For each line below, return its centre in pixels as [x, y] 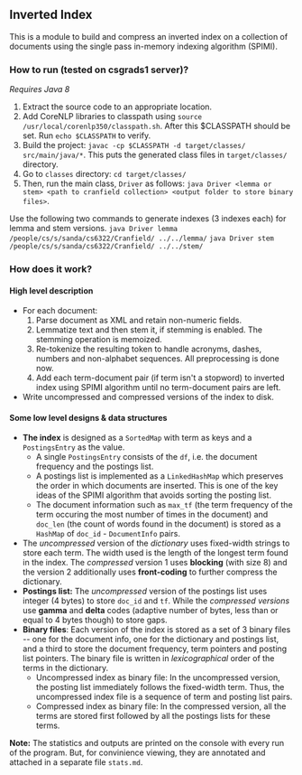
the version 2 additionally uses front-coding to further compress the [150, 572]
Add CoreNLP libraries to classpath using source [112, 117]
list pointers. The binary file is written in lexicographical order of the [148, 658]
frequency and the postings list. [95, 467]
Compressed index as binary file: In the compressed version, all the [161, 706]
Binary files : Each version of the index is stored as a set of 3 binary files [156, 630]
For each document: [60, 311]
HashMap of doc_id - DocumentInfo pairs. [108, 534]
